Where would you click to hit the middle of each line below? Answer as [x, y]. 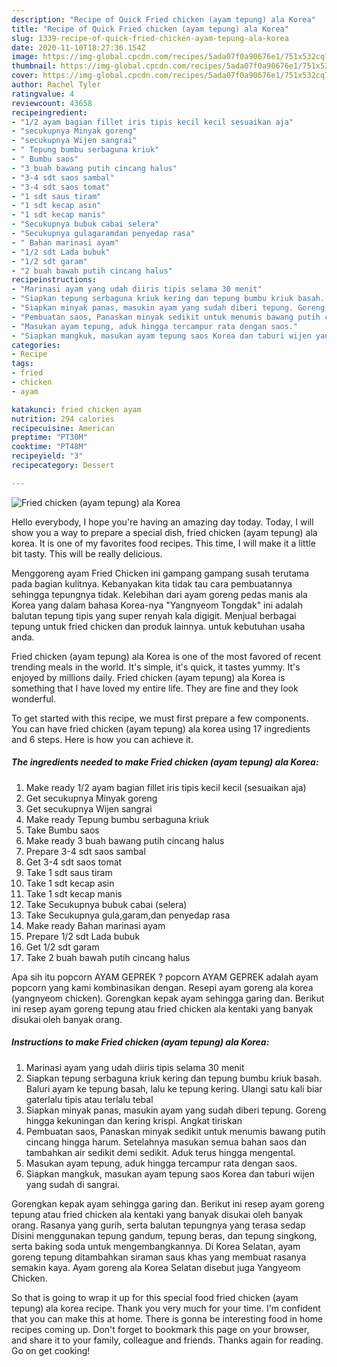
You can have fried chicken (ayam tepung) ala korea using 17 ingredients [161, 728]
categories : [36, 345]
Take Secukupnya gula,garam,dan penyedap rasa [128, 915]
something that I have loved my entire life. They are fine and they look [155, 688]
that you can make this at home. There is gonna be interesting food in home [167, 1318]
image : [25, 57]
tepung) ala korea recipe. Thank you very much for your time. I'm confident [166, 1308]
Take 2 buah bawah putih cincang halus [108, 957]
